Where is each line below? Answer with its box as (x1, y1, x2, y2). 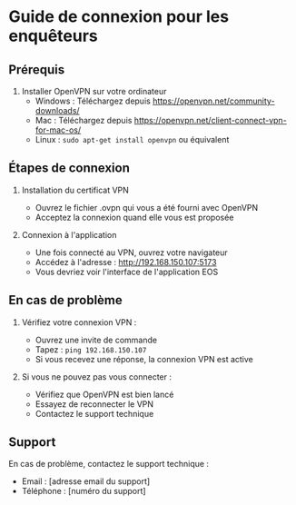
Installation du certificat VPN (21, 184, 129, 195)
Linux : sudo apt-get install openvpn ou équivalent (35, 134, 230, 144)
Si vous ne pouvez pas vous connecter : (21, 371, 172, 382)
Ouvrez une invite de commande (35, 334, 158, 345)
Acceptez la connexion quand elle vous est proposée (35, 212, 234, 223)
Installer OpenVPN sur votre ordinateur (21, 86, 167, 96)
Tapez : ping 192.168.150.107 (35, 343, 147, 355)
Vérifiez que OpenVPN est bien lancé (35, 389, 174, 400)
